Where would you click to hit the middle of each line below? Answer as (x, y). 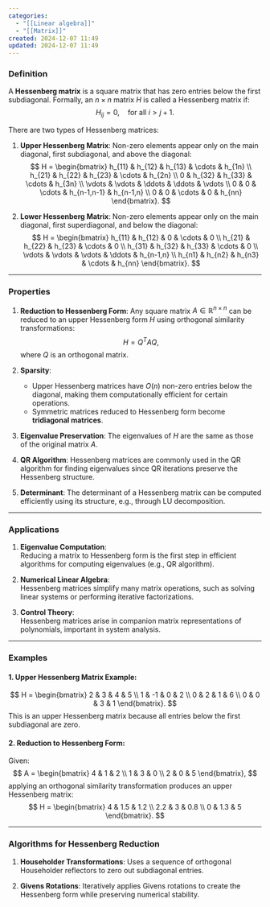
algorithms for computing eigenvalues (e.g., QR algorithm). (117, 564)
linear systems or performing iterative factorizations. (107, 597)
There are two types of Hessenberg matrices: (84, 130)
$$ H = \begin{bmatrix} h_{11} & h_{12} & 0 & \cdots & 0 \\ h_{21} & (141, 237)
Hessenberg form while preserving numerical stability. (110, 894)
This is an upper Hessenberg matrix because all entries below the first (125, 716)
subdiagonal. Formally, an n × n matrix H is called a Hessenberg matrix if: (129, 100)
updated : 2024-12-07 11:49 (53, 46)
